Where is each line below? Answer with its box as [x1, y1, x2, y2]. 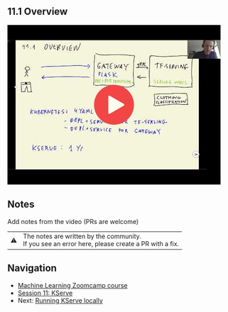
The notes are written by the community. [23, 232, 142, 240]
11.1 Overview [7, 6, 68, 18]
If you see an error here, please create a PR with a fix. [23, 240, 180, 248]
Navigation [7, 262, 57, 274]
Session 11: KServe [17, 289, 73, 297]
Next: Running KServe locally [17, 296, 103, 304]
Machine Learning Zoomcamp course [17, 281, 128, 289]
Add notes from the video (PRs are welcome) [7, 217, 139, 225]
